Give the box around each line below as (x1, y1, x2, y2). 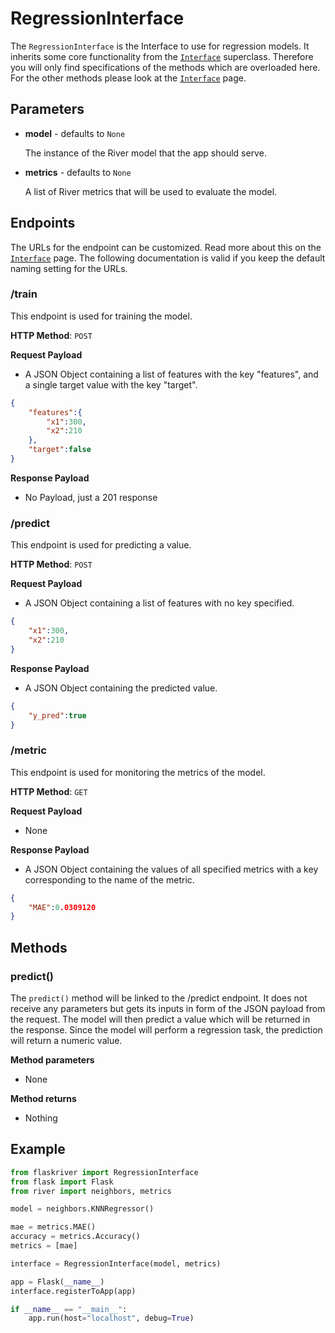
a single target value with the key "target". (24, 378, 198, 391)
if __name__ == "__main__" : (10, 1304, 128, 1314)
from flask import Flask (10, 1177, 114, 1187)
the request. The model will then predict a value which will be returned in (10, 1013, 311, 1026)
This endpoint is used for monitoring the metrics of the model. (10, 766, 266, 778)
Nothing (24, 1112, 58, 1124)
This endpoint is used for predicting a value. (10, 539, 192, 551)
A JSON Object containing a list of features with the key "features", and (24, 368, 319, 380)
